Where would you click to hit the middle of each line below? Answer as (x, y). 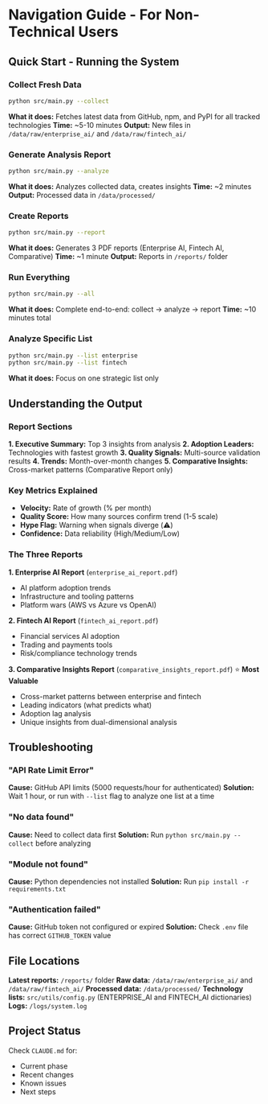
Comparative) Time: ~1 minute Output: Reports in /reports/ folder (118, 257)
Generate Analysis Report (59, 154)
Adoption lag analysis (55, 713)
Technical (42, 32)
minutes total (30, 318)
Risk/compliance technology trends (79, 653)
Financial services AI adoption (70, 636)
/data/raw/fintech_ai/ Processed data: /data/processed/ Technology (126, 988)
